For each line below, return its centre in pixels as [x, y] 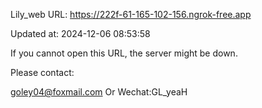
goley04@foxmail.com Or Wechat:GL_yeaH [99, 92]
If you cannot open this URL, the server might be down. [124, 53]
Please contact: [42, 72]
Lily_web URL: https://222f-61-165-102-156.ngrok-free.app [131, 14]
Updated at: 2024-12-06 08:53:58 [80, 33]
